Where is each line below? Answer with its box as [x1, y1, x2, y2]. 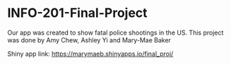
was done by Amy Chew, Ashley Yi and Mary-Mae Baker [7, 35, 172, 44]
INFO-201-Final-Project [7, 5, 148, 21]
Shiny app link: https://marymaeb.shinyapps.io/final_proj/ [7, 49, 174, 58]
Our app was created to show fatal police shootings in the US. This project [7, 28, 224, 37]
